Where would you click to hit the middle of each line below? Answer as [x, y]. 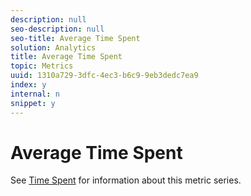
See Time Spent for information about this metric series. [126, 180]
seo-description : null [57, 29]
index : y [28, 85]
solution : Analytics [53, 47]
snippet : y [33, 103]
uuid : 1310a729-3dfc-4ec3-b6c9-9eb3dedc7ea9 [104, 76]
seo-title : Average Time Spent [75, 38]
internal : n [35, 94]
